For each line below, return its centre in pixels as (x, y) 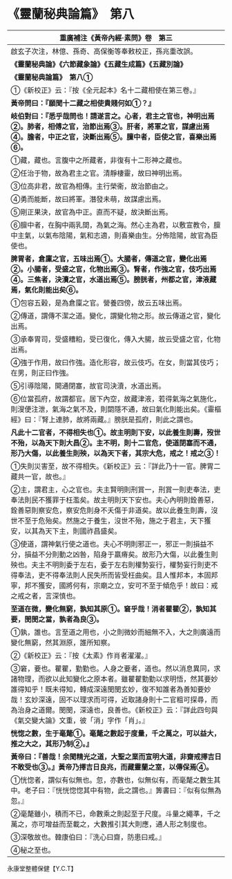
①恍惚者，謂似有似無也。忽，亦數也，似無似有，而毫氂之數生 (112, 780)
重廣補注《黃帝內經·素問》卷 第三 (116, 37)
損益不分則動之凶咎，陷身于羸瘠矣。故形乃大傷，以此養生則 (122, 554)
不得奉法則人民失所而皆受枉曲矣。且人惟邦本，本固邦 (132, 575)
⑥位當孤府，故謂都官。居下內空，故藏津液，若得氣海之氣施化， (116, 398)
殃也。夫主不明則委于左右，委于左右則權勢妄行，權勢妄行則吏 (111, 564)
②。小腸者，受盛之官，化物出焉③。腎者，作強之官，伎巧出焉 (114, 269)
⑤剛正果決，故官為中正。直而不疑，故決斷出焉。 (91, 212)
